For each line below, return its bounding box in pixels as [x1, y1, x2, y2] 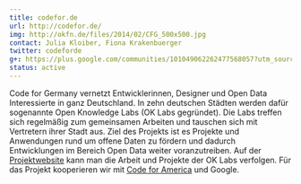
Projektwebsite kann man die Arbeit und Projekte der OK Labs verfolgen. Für [9, 154, 291, 165]
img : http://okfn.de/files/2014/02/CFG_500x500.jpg [9, 30, 206, 39]
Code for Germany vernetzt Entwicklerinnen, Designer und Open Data [9, 87, 268, 99]
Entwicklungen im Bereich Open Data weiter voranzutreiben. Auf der [9, 145, 262, 155]
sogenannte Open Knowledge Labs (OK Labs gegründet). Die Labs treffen [9, 107, 282, 118]
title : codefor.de [9, 13, 78, 22]
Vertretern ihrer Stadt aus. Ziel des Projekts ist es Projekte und [9, 126, 240, 136]
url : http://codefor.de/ [9, 22, 102, 31]
